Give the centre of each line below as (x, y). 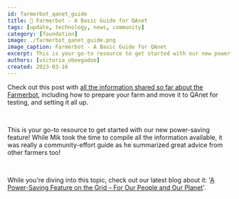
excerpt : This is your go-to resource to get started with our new (110, 54)
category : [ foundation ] (43, 34)
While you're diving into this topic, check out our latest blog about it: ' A (111, 180)
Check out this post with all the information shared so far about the (105, 87)
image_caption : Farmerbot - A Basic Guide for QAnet (87, 47)
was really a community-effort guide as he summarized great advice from (115, 145)
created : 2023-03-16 (38, 67)
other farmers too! (34, 152)
